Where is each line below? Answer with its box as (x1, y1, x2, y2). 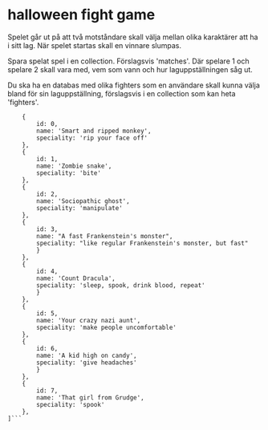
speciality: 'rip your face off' (36, 134, 148, 142)
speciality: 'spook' (36, 400, 105, 408)
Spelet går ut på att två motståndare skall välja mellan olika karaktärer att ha (7, 32, 258, 42)
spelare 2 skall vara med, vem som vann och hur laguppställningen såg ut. (7, 64, 254, 74)
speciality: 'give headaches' (36, 359, 137, 367)
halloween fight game (7, 6, 156, 24)
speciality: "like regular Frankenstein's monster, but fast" (36, 239, 249, 247)
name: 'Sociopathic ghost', (36, 197, 130, 205)
